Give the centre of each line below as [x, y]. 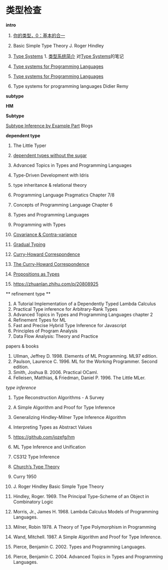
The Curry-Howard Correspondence [51, 264]
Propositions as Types [36, 274]
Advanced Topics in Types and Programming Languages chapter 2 [83, 314]
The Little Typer [30, 145]
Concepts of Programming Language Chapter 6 [63, 205]
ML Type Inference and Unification [49, 447]
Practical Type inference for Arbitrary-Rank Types [65, 309]
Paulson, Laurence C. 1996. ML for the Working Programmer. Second [85, 361]
